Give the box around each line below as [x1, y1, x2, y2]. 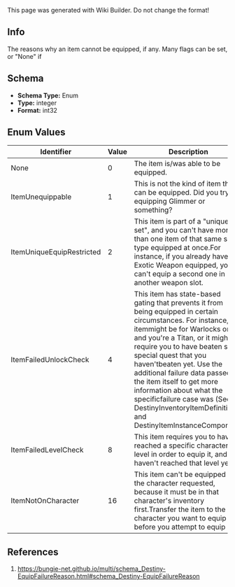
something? [134, 205, 173, 215]
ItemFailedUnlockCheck [10, 355, 90, 365]
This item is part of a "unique [134, 216, 229, 226]
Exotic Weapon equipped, [134, 261, 219, 270]
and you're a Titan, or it [134, 333, 211, 343]
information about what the [134, 385, 223, 395]
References [7, 546, 59, 558]
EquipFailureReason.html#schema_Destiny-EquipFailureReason [17, 572, 201, 581]
